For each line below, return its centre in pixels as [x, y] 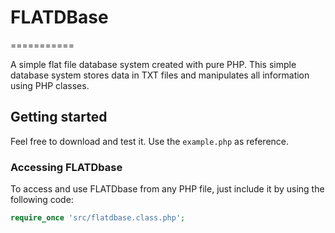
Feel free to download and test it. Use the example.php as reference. [150, 141]
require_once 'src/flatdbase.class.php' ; [98, 218]
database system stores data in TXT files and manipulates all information [160, 75]
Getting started [59, 117]
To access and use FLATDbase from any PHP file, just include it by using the [167, 189]
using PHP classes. [50, 85]
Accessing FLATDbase [66, 167]
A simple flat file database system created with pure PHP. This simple [153, 64]
